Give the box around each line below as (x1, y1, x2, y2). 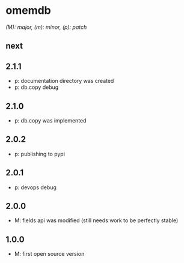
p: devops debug (14, 184, 57, 191)
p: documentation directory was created (14, 77, 114, 85)
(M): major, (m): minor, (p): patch (5, 23, 87, 31)
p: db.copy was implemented (14, 116, 87, 124)
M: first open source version (14, 250, 85, 258)
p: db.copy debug (14, 83, 59, 91)
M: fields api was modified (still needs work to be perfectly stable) (14, 217, 179, 224)
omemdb (5, 4, 52, 17)
